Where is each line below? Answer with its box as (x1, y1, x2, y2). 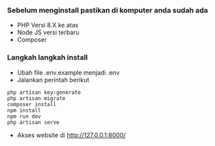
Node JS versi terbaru (16, 28, 80, 36)
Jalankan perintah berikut (16, 75, 90, 84)
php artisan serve (7, 119, 60, 125)
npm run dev (7, 112, 41, 120)
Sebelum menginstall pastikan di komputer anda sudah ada (7, 5, 209, 15)
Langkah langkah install (7, 53, 88, 62)
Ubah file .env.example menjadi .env (16, 68, 120, 77)
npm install (7, 107, 41, 114)
